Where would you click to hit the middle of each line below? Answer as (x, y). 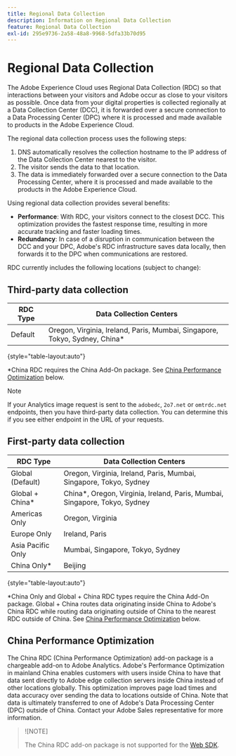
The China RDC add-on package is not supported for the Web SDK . (122, 745)
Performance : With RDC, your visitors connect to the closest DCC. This (121, 217)
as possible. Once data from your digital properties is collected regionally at (117, 103)
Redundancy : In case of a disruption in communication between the (116, 239)
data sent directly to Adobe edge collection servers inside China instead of (115, 680)
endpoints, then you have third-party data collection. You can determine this (118, 412)
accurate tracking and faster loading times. (80, 232)
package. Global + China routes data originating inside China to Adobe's (112, 604)
